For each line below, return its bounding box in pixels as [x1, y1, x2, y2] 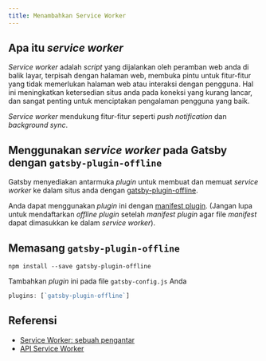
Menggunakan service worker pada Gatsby [8, 143, 228, 157]
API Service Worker [19, 343, 84, 353]
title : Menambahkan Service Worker [8, 11, 127, 20]
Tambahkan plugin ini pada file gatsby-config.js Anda [8, 276, 187, 286]
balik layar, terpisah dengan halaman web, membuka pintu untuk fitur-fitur [8, 71, 252, 81]
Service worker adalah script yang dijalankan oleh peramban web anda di [8, 62, 249, 72]
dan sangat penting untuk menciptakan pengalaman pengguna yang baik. [8, 97, 250, 106]
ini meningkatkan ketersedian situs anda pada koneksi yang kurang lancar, [8, 88, 253, 97]
